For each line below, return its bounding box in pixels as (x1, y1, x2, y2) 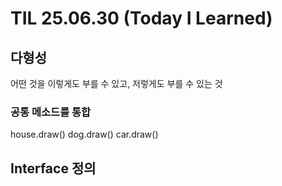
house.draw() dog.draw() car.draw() (10, 128, 159, 141)
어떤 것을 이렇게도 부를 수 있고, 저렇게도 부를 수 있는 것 (10, 78, 223, 89)
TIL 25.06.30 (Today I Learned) (10, 7, 273, 30)
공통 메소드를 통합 (10, 105, 92, 119)
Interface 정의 (10, 160, 97, 177)
